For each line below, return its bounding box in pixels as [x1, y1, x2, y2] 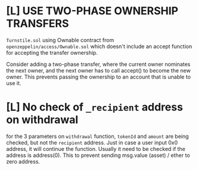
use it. [6, 79, 21, 87]
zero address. [6, 158, 41, 165]
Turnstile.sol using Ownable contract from [6, 36, 115, 43]
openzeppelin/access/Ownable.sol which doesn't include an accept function [6, 43, 193, 50]
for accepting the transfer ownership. [6, 49, 98, 56]
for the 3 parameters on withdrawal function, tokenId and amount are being [6, 133, 189, 140]
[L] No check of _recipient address [6, 100, 183, 114]
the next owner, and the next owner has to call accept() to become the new [6, 67, 191, 74]
